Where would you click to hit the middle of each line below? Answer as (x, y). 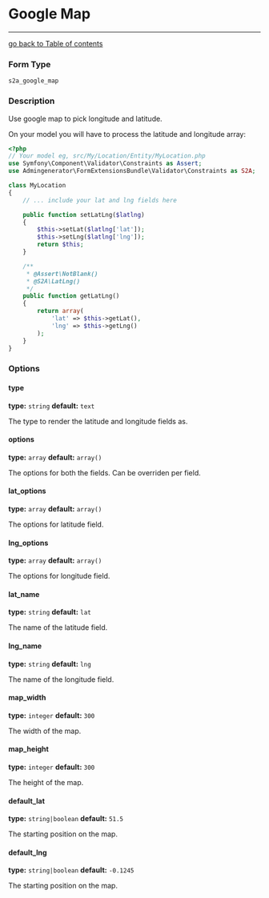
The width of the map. (45, 731)
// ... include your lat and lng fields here (100, 200)
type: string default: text (52, 406)
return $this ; (60, 245)
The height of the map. (46, 782)
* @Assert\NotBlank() (62, 274)
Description (32, 101)
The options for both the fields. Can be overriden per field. (105, 472)
